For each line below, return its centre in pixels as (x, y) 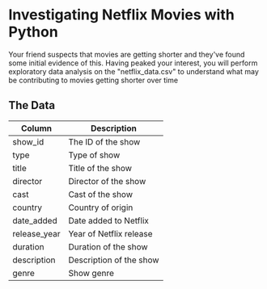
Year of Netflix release (110, 233)
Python (33, 32)
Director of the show (107, 181)
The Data (32, 105)
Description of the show (114, 260)
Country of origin (101, 207)
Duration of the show (108, 246)
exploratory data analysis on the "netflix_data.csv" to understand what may (133, 71)
